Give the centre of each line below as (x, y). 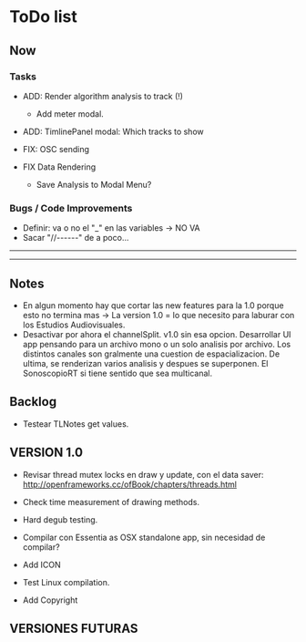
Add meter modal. (70, 114)
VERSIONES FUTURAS (74, 628)
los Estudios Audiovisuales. (74, 325)
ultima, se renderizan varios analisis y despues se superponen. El (145, 363)
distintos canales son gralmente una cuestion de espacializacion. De (151, 354)
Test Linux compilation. (66, 582)
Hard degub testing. (60, 519)
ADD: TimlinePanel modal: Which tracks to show (113, 131)
